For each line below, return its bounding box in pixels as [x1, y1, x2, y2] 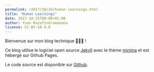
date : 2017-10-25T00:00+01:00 [5, 16, 66, 21]
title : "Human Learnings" [5, 12, 57, 16]
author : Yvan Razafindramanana [5, 20, 68, 25]
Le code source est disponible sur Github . [5, 62, 88, 68]
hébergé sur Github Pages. [5, 52, 59, 58]
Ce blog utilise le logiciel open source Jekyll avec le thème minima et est [5, 48, 150, 53]
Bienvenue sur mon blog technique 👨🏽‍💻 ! [5, 38, 86, 44]
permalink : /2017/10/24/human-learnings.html [5, 7, 98, 12]
